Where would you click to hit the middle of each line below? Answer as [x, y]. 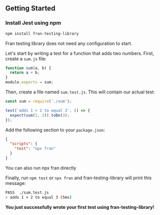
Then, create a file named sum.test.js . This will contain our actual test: [80, 92]
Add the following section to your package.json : [55, 130]
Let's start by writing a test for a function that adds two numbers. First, [80, 53]
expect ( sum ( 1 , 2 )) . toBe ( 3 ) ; [40, 115]
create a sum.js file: [26, 59]
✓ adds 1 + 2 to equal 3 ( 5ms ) [39, 197]
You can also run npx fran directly [41, 168]
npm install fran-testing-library [42, 33]
